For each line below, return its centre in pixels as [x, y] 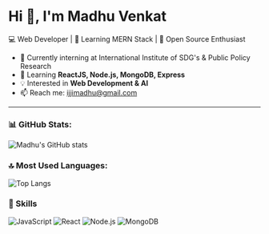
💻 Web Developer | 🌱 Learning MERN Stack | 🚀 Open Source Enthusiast [127, 38]
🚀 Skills [23, 204]
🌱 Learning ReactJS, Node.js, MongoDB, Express [102, 75]
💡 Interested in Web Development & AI [84, 83]
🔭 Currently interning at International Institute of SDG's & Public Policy [135, 57]
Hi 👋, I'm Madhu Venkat [87, 16]
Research [36, 66]
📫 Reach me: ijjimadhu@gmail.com [78, 92]
